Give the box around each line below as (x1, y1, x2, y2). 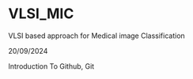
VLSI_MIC (8, 5, 74, 23)
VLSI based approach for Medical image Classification (8, 31, 186, 40)
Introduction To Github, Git (8, 61, 95, 71)
